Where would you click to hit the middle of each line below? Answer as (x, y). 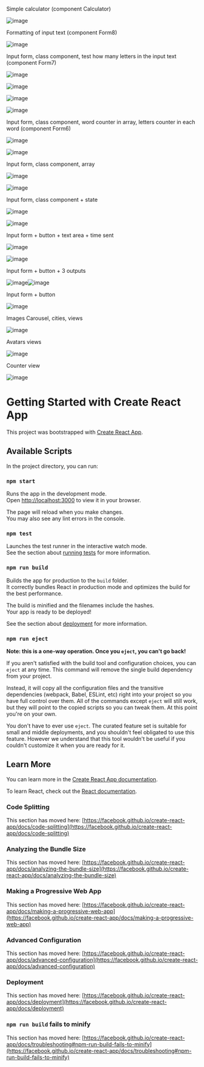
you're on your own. (31, 714)
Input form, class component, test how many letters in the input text (92, 56)
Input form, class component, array (51, 164)
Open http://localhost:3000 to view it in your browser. (74, 500)
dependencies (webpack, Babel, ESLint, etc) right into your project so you (99, 694)
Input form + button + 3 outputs (46, 271)
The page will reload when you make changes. (65, 512)
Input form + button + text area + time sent (60, 235)
